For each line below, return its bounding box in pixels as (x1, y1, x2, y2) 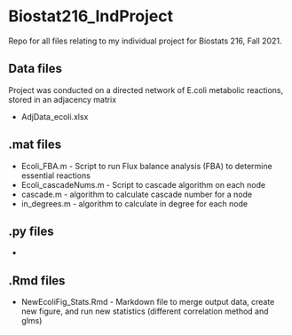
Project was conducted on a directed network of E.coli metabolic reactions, (8, 84, 284, 95)
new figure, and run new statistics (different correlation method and (20, 306, 269, 316)
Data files (8, 61, 63, 76)
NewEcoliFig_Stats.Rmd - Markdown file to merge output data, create (20, 297, 275, 308)
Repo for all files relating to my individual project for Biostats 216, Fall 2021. (8, 35, 282, 46)
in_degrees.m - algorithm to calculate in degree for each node (20, 198, 249, 209)
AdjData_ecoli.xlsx (20, 111, 89, 121)
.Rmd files (8, 273, 66, 288)
